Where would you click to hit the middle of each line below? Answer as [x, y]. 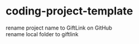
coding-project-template [69, 11]
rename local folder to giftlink [42, 34]
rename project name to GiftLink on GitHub [59, 28]
